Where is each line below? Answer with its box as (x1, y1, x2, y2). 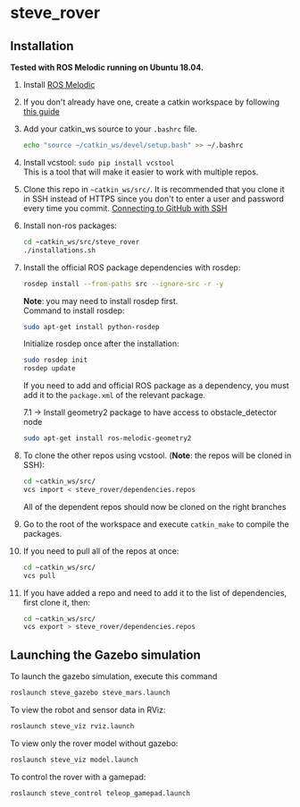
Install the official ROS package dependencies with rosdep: (22, 262, 241, 273)
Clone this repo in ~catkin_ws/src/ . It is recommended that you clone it (22, 183, 285, 194)
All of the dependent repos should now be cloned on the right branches (22, 501, 287, 512)
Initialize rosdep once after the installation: (22, 338, 179, 349)
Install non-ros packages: (22, 220, 117, 231)
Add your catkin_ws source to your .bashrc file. (22, 123, 197, 134)
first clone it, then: (22, 597, 90, 607)
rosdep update (22, 364, 76, 373)
